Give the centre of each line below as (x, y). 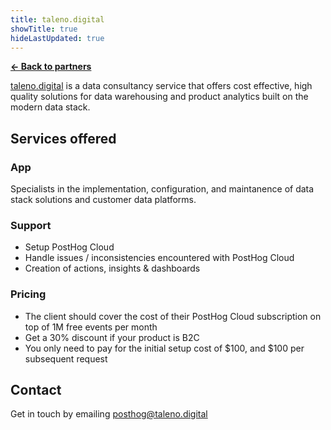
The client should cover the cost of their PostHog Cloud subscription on (173, 316)
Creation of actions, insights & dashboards (112, 268)
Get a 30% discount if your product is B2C (112, 337)
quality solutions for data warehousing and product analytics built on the (159, 97)
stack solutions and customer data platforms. (103, 200)
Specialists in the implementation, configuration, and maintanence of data (162, 189)
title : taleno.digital (57, 19)
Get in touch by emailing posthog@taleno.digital (109, 414)
